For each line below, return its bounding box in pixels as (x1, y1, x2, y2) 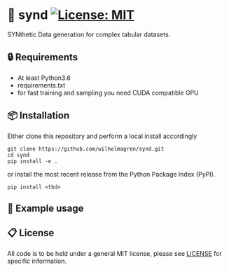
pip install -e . (7, 158, 58, 165)
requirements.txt (17, 81, 66, 89)
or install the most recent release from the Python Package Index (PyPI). (7, 170, 216, 178)
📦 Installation (7, 109, 70, 122)
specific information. (7, 257, 67, 265)
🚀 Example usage (7, 202, 84, 214)
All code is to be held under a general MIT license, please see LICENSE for (7, 249, 222, 257)
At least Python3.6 (17, 74, 71, 82)
